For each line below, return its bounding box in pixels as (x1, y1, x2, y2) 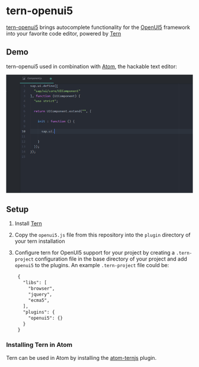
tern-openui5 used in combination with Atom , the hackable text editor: (6, 63, 178, 70)
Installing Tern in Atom (6, 341, 73, 349)
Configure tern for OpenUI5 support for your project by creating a (14, 249, 175, 256)
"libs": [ (23, 280, 47, 286)
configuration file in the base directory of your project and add (34, 255, 188, 262)
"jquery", (28, 291, 53, 298)
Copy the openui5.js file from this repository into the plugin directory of (14, 232, 191, 239)
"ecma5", (28, 297, 50, 304)
